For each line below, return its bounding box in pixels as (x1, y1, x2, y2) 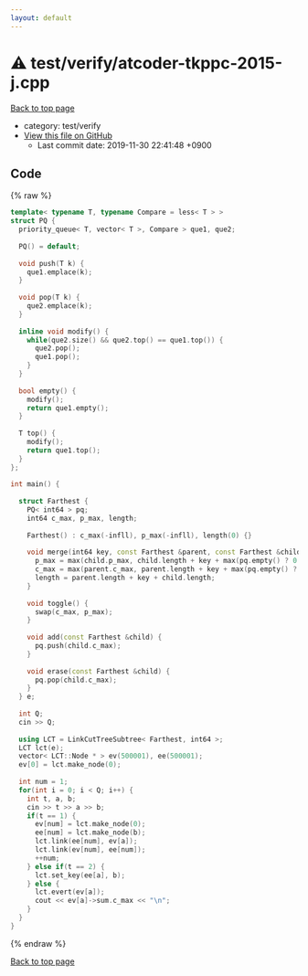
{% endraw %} (10, 938, 67, 949)
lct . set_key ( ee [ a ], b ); (34, 870, 126, 880)
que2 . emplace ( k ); (27, 302, 93, 311)
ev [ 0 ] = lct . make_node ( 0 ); (18, 760, 122, 769)
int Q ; (18, 709, 44, 718)
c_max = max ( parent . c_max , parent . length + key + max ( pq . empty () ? (34, 565, 298, 574)
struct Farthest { (18, 497, 90, 506)
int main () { (10, 480, 60, 489)
